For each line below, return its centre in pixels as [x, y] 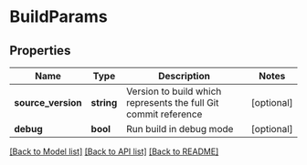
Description [184, 76]
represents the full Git [173, 103]
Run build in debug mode [180, 129]
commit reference [164, 114]
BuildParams [58, 17]
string [104, 103]
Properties [40, 51]
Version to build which [174, 91]
